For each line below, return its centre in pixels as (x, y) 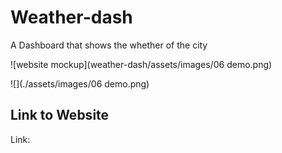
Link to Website (60, 115)
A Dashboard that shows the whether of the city (109, 45)
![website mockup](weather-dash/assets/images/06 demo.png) (141, 64)
